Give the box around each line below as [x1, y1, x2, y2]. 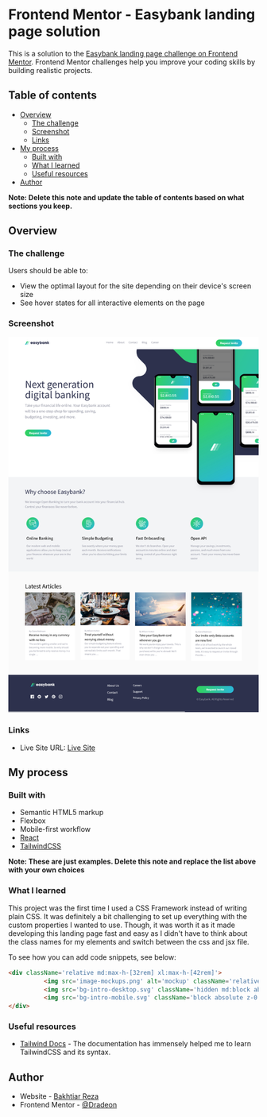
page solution [8, 22, 101, 41]
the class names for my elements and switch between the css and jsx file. [8, 937, 250, 946]
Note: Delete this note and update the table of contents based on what [8, 192, 245, 202]
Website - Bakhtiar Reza [19, 1092, 99, 1101]
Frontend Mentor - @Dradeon [19, 1100, 118, 1110]
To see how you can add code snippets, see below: [8, 952, 176, 962]
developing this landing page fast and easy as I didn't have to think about [8, 928, 248, 938]
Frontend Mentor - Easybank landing [8, 6, 256, 24]
